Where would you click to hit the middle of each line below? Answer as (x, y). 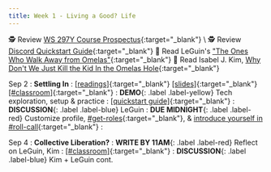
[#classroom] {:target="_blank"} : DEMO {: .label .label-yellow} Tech (120, 92)
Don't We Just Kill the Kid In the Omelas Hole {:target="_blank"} (114, 68)
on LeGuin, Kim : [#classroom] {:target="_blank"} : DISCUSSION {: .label (127, 151)
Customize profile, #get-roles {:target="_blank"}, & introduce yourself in (144, 118)
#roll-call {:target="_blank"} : (56, 127)
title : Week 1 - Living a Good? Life (72, 16)
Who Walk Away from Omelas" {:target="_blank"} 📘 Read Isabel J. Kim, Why (135, 59)
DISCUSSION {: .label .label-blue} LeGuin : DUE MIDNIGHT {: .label (118, 109)
